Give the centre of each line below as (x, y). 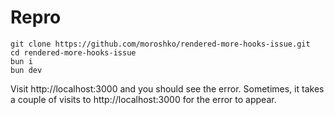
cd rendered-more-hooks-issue (73, 52)
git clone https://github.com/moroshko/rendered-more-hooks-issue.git (160, 44)
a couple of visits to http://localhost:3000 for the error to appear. (143, 99)
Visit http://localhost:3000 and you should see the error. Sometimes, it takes (167, 88)
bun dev (26, 70)
